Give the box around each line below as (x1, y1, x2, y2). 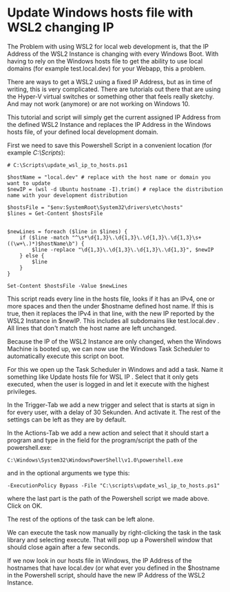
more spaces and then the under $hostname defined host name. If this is (7, 302, 214, 310)
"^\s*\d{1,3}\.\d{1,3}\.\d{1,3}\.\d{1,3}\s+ (72, 234, 202, 241)
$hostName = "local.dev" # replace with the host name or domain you (7, 174, 211, 181)
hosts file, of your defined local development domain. (7, 128, 158, 136)
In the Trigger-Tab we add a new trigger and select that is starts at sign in (7, 400, 216, 408)
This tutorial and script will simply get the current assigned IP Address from (7, 112, 221, 121)
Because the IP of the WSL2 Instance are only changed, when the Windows (7, 337, 222, 346)
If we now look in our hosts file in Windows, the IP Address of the (7, 556, 192, 564)
